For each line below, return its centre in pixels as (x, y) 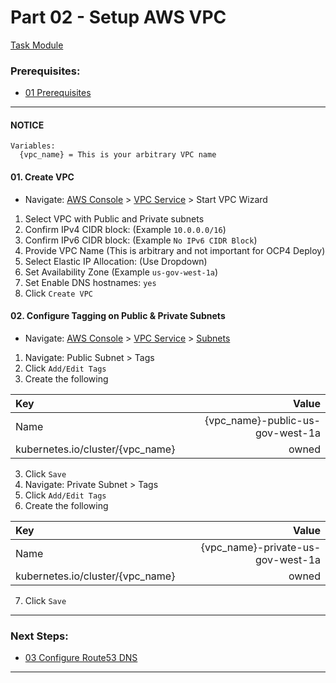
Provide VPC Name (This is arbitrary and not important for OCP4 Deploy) (175, 250)
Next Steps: (39, 636)
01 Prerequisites (58, 93)
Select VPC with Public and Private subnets (114, 218)
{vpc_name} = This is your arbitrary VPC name (118, 155)
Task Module (37, 45)
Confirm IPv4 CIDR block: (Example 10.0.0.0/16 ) (125, 229)
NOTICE (27, 125)
